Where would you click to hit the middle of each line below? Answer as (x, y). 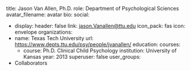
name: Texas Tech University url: (54, 38)
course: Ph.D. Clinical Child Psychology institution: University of (100, 51)
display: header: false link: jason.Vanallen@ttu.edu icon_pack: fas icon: (100, 26)
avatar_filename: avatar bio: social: (48, 15)
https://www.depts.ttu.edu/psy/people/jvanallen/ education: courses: (98, 44)
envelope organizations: (44, 32)
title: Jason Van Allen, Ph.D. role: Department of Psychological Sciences (93, 8)
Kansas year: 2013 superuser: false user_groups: (82, 57)
